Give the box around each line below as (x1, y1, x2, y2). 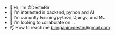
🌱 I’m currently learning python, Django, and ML (9, 15, 105, 20)
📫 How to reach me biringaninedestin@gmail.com (9, 25, 110, 30)
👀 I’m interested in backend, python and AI (9, 9, 94, 15)
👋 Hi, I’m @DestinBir (9, 5, 50, 10)
